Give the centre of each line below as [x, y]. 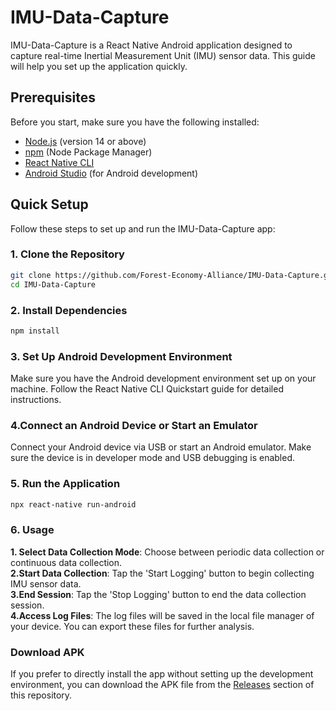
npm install [35, 331]
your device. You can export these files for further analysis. [132, 626]
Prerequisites [53, 97]
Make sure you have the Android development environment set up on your [163, 378]
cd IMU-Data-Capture [53, 284]
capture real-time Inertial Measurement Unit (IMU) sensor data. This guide [163, 55]
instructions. [36, 400]
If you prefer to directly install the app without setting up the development [162, 674]
